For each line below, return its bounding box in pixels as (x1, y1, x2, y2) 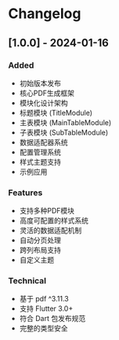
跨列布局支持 (19, 246, 61, 255)
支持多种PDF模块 (19, 206, 75, 216)
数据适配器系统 (19, 137, 68, 146)
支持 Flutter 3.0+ (19, 304, 74, 313)
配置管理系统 (19, 147, 61, 157)
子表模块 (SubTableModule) (19, 128, 109, 137)
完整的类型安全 (19, 323, 68, 333)
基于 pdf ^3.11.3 (19, 294, 69, 304)
